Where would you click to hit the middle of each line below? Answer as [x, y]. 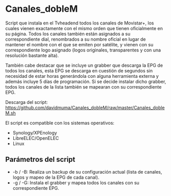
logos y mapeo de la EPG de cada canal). [56, 177]
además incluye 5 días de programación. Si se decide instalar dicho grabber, [86, 81]
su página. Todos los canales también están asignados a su [68, 34]
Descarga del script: [27, 102]
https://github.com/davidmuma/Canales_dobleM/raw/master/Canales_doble [85, 107]
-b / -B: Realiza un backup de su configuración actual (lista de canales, [87, 172]
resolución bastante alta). [32, 55]
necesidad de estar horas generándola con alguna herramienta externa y [82, 76]
